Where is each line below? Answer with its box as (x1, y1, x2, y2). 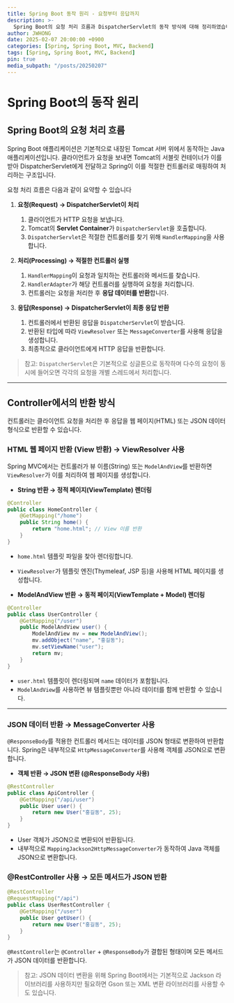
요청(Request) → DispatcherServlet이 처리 (17, 200, 139, 208)
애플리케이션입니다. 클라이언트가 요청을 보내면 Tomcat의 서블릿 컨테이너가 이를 (7, 153, 222, 161)
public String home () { (19, 519, 89, 526)
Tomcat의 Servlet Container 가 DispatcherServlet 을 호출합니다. (27, 224, 207, 232)
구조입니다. (25, 171, 56, 179)
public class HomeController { (7, 506, 98, 513)
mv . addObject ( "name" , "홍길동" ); (32, 637, 125, 644)
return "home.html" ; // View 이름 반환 (32, 526, 142, 533)
